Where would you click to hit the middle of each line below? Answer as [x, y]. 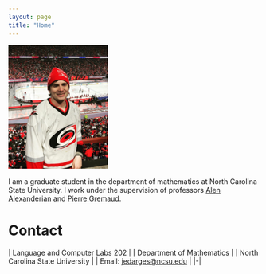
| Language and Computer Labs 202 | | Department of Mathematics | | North [133, 252]
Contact [35, 230]
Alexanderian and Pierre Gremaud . [65, 198]
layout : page [30, 17]
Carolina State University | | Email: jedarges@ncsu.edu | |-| [105, 261]
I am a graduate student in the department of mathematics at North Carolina [133, 181]
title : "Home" [32, 25]
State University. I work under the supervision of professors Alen [115, 190]
